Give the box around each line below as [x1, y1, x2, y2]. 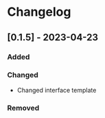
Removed [7, 103, 40, 113]
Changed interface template [16, 86, 97, 94]
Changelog [7, 4, 71, 20]
